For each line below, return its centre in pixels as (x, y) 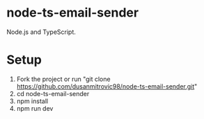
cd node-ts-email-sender (53, 93)
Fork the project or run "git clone (63, 79)
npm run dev (35, 108)
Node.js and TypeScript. (41, 32)
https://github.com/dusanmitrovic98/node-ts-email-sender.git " (107, 86)
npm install (32, 101)
